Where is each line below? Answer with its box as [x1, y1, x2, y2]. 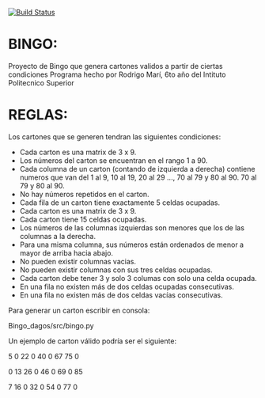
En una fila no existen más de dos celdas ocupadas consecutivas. [19, 282, 235, 291]
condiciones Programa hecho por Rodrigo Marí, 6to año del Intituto [8, 70, 226, 79]
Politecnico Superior [8, 78, 75, 87]
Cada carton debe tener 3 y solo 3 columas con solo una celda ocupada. [19, 273, 257, 282]
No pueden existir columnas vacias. [19, 256, 137, 266]
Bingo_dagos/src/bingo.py [8, 320, 94, 330]
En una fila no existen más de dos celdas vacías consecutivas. [19, 290, 223, 300]
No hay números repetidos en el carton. [19, 189, 150, 199]
